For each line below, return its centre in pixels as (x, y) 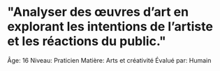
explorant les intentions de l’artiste (110, 27)
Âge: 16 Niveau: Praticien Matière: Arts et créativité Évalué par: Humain (109, 60)
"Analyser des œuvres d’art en (98, 12)
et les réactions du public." (87, 41)
